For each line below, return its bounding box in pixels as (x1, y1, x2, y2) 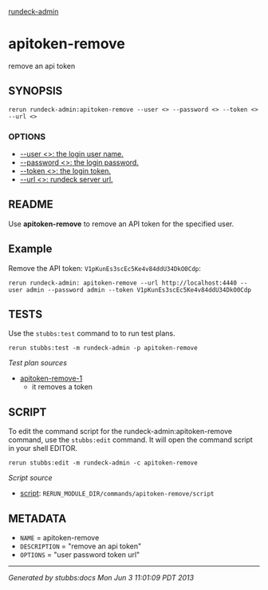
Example (8, 242, 53, 256)
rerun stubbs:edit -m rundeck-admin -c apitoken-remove (8, 459, 198, 467)
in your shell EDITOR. (8, 444, 78, 453)
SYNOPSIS (8, 84, 63, 98)
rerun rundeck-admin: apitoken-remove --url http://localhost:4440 (8, 279, 238, 287)
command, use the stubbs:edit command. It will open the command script (8, 435, 253, 444)
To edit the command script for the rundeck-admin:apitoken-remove (8, 427, 233, 437)
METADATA (8, 512, 67, 525)
